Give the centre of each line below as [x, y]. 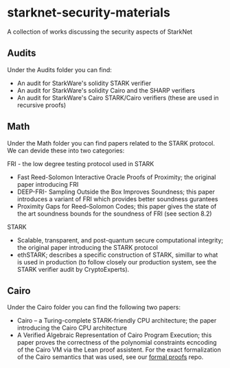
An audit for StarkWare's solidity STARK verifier [84, 83]
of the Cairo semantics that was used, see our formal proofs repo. [110, 357]
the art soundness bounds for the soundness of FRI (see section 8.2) [114, 214]
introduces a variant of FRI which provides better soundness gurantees [117, 199]
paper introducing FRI [48, 184]
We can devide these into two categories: [66, 150]
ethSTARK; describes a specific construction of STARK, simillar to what [117, 255]
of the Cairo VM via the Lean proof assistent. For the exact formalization [119, 350]
